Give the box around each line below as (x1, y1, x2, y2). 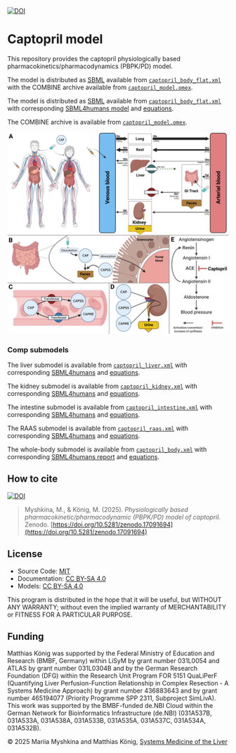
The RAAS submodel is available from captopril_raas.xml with (7, 424, 188, 432)
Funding (7, 630, 44, 643)
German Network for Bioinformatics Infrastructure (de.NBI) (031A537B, (7, 709, 212, 717)
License (7, 548, 43, 560)
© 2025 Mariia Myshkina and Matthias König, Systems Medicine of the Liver (7, 738, 228, 746)
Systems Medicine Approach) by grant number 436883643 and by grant (7, 686, 218, 695)
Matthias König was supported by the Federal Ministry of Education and (7, 649, 215, 657)
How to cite (7, 473, 58, 485)
